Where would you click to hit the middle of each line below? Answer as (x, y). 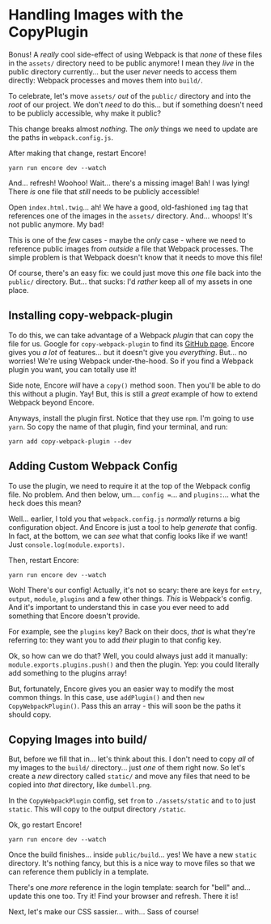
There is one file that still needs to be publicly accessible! (104, 191)
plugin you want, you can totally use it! (72, 369)
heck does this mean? (45, 502)
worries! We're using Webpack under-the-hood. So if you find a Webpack (131, 361)
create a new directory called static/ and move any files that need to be (129, 776)
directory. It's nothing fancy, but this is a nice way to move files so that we (132, 863)
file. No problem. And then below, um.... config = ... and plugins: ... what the (134, 494)
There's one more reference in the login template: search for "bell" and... (129, 888)
